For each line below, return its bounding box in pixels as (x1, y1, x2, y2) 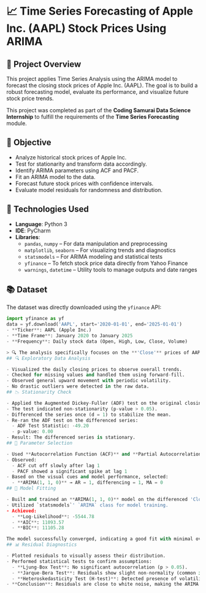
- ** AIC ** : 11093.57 (12, 519, 64, 526)
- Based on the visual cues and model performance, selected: (6, 474, 169, 480)
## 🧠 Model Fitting (6, 485, 56, 492)
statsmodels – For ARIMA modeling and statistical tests (24, 253, 163, 260)
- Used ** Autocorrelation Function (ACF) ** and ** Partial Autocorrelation (6, 451, 202, 457)
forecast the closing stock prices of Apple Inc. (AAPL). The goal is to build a (6, 82, 198, 89)
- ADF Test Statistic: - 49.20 (12, 423, 89, 429)
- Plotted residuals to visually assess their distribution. (6, 553, 166, 559)
